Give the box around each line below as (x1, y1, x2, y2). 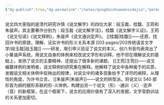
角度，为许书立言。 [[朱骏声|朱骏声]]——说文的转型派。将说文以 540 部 (13, 76, 157, 82)
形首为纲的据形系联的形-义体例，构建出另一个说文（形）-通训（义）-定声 (5, 82, 152, 88)
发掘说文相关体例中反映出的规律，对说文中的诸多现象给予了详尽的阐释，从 (5, 70, 155, 76)
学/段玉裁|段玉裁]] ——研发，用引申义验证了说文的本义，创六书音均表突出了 (5, 45, 158, 51)
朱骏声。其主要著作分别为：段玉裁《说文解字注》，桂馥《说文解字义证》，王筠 (5, 27, 159, 33)
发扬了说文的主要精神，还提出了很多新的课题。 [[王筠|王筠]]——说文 (18, 58, 155, 63)
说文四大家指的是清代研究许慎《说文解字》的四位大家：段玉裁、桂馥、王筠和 (5, 21, 159, 27)
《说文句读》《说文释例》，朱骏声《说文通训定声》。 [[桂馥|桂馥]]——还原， (5, 33, 153, 39)
